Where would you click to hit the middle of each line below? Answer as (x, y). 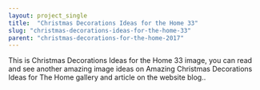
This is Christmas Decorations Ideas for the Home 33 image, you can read (130, 61)
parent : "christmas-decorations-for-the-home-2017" (96, 38)
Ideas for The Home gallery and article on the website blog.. (107, 77)
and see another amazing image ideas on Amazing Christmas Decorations (130, 69)
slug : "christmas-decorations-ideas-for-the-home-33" (100, 30)
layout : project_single (48, 16)
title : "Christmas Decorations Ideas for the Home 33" (103, 23)
